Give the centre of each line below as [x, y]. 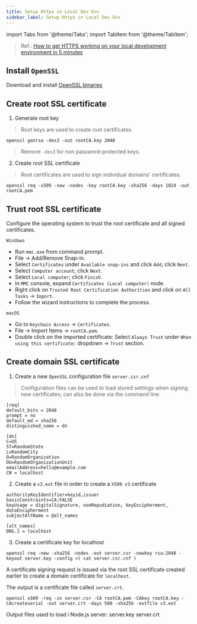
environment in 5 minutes [52, 52]
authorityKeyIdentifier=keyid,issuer [53, 495]
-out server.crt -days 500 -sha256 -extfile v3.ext [111, 603]
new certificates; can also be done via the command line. [90, 394]
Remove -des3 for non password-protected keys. [80, 152]
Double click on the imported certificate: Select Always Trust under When [103, 336]
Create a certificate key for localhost [59, 542]
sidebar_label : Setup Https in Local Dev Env [63, 17]
